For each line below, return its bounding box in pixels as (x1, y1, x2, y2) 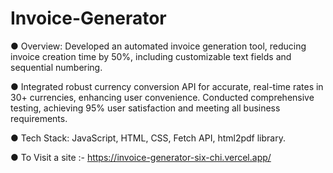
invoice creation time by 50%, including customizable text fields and (10, 50, 292, 62)
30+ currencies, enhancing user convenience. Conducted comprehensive (10, 91, 315, 103)
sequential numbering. (10, 61, 103, 73)
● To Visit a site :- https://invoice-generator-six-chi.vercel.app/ (10, 151, 272, 163)
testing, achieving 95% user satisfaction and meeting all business (10, 102, 281, 114)
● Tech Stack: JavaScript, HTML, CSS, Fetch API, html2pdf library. (10, 132, 286, 144)
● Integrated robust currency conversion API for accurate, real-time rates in (10, 80, 324, 92)
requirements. (10, 112, 68, 124)
